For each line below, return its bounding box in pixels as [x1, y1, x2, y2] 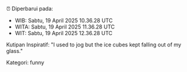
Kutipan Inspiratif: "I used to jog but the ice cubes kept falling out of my [6, 41, 182, 48]
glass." [6, 48, 23, 54]
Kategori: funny [6, 59, 45, 66]
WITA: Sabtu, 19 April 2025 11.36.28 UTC [14, 23, 115, 30]
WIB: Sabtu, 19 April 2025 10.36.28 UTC [14, 17, 113, 24]
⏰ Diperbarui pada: [6, 5, 54, 12]
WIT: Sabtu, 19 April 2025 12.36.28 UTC [14, 30, 113, 36]
